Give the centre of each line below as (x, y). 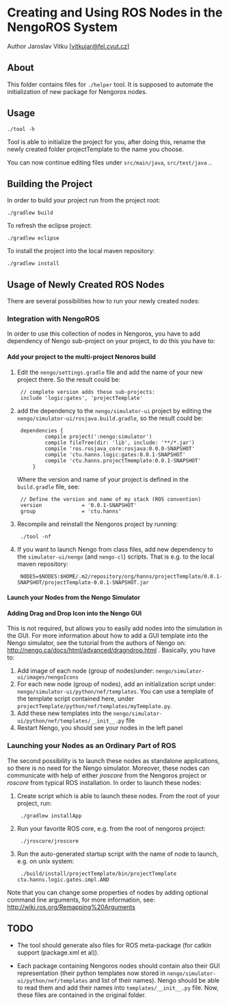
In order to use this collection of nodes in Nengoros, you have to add (104, 334)
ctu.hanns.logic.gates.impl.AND (63, 880)
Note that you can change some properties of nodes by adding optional (108, 892)
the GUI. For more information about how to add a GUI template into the (108, 635)
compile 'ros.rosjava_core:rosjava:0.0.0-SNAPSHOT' (120, 448)
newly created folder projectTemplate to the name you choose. (96, 149)
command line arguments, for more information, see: (81, 900)
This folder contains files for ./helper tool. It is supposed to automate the (110, 84)
